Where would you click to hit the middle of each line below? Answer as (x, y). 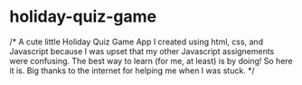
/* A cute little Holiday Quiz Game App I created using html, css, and (137, 42)
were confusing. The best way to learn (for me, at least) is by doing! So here (151, 61)
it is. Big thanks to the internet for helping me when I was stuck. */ (132, 71)
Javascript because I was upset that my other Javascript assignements (142, 51)
